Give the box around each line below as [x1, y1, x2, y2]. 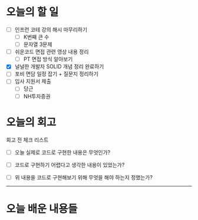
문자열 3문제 [23, 41, 52, 48]
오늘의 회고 [6, 116, 57, 129]
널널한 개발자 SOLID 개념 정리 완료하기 [14, 63, 104, 70]
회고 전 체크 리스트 [6, 136, 49, 143]
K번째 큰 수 [23, 34, 49, 40]
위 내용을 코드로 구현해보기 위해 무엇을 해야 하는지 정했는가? [14, 173, 153, 180]
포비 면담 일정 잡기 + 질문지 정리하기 [14, 70, 98, 77]
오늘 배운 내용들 [6, 202, 78, 215]
